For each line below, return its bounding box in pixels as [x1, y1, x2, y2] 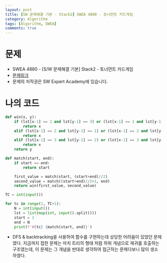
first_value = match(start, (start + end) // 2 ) [14, 174, 108, 179]
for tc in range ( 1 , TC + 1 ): [5, 201, 61, 206]
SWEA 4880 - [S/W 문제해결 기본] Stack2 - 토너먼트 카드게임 [12, 66, 134, 72]
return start [23, 165, 50, 170]
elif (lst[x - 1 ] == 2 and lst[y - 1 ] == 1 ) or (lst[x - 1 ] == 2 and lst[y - [14, 128, 164, 133]
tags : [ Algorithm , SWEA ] [5, 21, 57, 26]
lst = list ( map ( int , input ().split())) [14, 210, 97, 215]
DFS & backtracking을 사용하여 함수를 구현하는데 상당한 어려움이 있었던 [12, 234, 153, 240]
